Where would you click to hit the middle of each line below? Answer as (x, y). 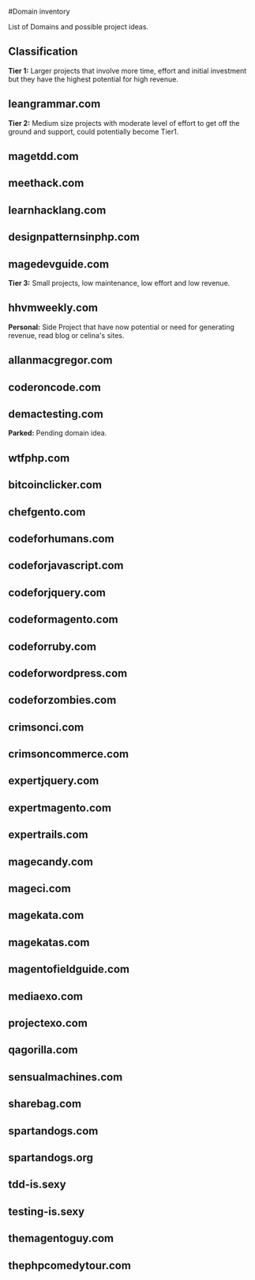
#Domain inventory (39, 11)
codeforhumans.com (61, 539)
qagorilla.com (43, 1050)
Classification (43, 52)
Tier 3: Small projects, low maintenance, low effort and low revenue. (119, 283)
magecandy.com (51, 862)
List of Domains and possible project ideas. (78, 27)
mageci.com (39, 889)
